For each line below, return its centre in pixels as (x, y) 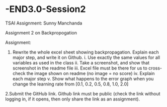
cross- (155, 68)
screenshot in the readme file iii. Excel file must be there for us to (80, 68)
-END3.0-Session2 (46, 9)
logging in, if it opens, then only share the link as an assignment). (72, 99)
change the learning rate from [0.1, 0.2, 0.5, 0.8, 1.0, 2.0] (70, 84)
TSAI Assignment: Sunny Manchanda (44, 23)
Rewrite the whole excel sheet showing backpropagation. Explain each (86, 52)
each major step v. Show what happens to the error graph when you (83, 78)
